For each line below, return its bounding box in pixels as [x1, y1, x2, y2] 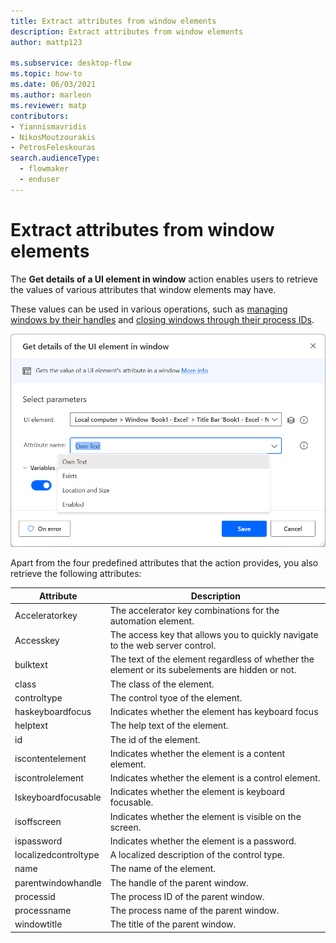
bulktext [14, 658, 48, 670]
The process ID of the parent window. [109, 890, 265, 902]
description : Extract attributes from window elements [10, 26, 244, 37]
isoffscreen [14, 816, 62, 828]
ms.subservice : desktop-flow [10, 58, 132, 69]
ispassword [14, 835, 63, 847]
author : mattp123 [10, 37, 83, 47]
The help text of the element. [109, 720, 229, 732]
